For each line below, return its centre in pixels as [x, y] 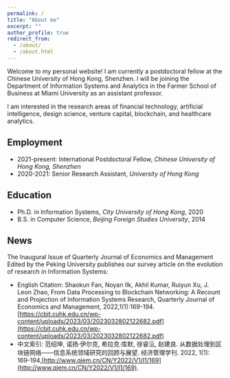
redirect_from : [29, 39]
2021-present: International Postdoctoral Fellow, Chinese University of [116, 159]
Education [30, 195]
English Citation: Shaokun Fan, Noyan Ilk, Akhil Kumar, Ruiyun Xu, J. [113, 285]
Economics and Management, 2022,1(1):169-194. [85, 307]
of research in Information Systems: [58, 272]
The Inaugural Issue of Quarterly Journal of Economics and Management [110, 257]
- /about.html [33, 52]
